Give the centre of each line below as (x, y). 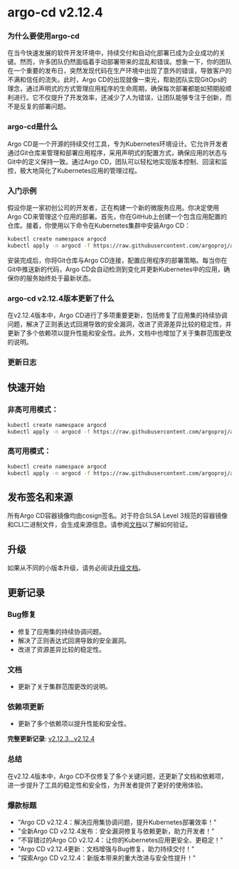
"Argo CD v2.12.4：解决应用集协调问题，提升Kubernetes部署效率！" (117, 823)
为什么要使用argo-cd (43, 36)
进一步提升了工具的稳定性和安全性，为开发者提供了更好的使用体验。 (107, 785)
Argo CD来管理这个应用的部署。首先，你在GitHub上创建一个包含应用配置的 (117, 217)
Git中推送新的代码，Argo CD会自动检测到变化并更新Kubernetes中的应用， (116, 269)
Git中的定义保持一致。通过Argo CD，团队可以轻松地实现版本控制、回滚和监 (117, 161)
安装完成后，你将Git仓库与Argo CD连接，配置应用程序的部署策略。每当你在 (117, 260)
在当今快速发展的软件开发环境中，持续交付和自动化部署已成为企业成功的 (113, 53)
